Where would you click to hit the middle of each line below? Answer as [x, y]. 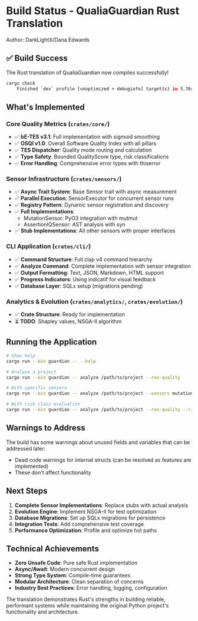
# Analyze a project [32, 372]
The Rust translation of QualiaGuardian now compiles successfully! [88, 73]
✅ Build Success [37, 58]
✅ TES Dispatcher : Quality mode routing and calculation [83, 150]
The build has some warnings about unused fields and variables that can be [98, 442]
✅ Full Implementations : [44, 212]
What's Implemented [45, 107]
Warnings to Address [46, 428]
